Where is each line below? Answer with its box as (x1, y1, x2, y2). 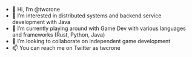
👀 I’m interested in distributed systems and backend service (12, 12, 162, 19)
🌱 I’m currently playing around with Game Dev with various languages (12, 25, 186, 32)
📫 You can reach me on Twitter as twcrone (12, 44, 121, 51)
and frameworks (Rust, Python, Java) (12, 31, 105, 38)
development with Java (12, 19, 71, 25)
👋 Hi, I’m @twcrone (12, 6, 61, 13)
